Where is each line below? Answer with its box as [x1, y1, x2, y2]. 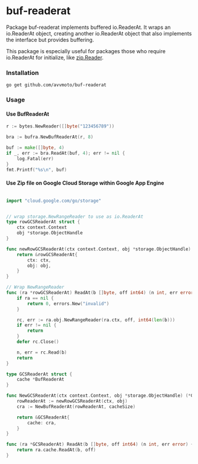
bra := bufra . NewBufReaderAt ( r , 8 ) [6, 134, 94, 140]
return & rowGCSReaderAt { [16, 251, 78, 257]
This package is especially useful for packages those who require [6, 47, 166, 54]
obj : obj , [27, 263, 51, 269]
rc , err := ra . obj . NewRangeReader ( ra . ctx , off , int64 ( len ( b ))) [16, 317, 176, 323]
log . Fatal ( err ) [16, 155, 54, 162]
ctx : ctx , [27, 257, 51, 263]
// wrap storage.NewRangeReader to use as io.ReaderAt [6, 214, 144, 220]
